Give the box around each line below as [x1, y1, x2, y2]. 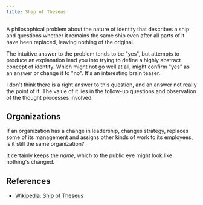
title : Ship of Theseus [6, 8, 66, 15]
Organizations [6, 111, 61, 122]
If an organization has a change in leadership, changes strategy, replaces [6, 128, 189, 135]
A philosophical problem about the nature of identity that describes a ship [6, 25, 190, 33]
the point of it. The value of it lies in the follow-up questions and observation [6, 87, 196, 94]
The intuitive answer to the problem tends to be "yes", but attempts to [6, 50, 180, 57]
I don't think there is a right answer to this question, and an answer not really [6, 81, 198, 88]
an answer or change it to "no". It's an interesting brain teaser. [6, 69, 161, 76]
